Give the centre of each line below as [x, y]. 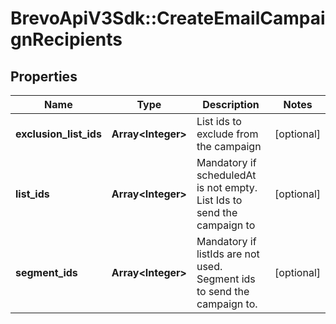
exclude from [227, 134]
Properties [44, 76]
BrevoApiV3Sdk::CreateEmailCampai [168, 18]
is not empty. [227, 187]
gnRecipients [66, 39]
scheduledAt [226, 175]
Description [231, 104]
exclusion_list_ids [58, 134]
